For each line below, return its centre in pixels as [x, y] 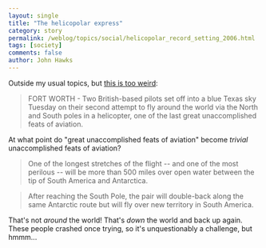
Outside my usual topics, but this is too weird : [83, 83]
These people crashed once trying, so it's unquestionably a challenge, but [131, 228]
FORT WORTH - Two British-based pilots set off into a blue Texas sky [142, 98]
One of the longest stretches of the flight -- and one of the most [133, 163]
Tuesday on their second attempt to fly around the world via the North [143, 107]
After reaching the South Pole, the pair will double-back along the [135, 196]
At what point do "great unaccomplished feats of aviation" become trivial [128, 139]
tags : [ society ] [35, 46]
